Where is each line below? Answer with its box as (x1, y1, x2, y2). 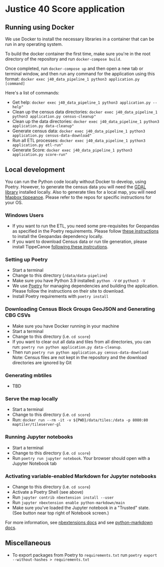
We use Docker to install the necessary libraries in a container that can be (5, 36, 155, 42)
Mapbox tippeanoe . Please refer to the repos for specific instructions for (5, 194, 151, 200)
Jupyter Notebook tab (12, 460, 57, 466)
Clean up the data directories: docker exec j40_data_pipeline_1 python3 (12, 119, 160, 124)
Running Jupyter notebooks (5, 434, 73, 441)
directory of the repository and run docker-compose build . (5, 56, 122, 62)
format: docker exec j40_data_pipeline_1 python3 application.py (5, 76, 140, 82)
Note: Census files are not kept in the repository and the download (12, 354, 147, 360)
